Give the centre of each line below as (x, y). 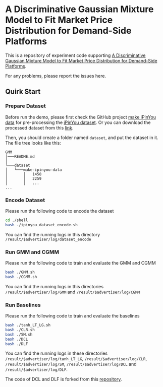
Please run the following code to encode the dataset (60, 211)
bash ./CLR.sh (20, 330)
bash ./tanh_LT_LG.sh (28, 325)
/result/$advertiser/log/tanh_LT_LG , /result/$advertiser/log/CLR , (76, 359)
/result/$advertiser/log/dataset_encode (48, 239)
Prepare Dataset (26, 106)
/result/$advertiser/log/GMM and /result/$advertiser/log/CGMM (73, 292)
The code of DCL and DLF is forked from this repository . (64, 379)
